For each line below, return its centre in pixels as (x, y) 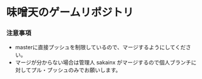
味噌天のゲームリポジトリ (70, 12)
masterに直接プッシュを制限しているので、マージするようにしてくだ (100, 47)
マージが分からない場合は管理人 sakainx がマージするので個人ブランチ (103, 63)
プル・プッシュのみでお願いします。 (76, 70)
